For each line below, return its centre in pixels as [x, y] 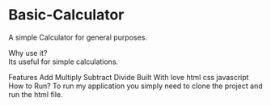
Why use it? [28, 53]
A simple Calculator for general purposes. [78, 37]
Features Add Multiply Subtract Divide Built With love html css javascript [129, 77]
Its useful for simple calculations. [64, 61]
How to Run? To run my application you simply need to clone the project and [135, 86]
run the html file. [36, 94]
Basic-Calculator [66, 15]
